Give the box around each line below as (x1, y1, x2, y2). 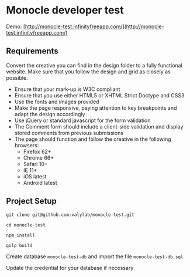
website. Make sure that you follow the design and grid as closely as (6, 68, 171, 75)
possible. (6, 74, 28, 81)
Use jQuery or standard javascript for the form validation (14, 117, 151, 124)
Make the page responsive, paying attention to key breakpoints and (14, 104, 177, 112)
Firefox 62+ (23, 148, 51, 155)
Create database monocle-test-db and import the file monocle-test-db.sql (6, 253, 184, 260)
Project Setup (6, 196, 57, 206)
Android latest (23, 179, 57, 186)
